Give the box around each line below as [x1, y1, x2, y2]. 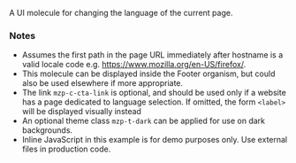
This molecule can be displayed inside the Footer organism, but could [21, 68, 276, 79]
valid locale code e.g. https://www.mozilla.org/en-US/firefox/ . [21, 59, 247, 70]
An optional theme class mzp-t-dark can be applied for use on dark [21, 115, 266, 127]
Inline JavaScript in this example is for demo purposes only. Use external [21, 135, 288, 145]
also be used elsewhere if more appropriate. [21, 78, 184, 89]
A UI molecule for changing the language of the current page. [9, 8, 233, 18]
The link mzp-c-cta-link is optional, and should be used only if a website [21, 88, 287, 98]
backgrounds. [21, 125, 73, 136]
